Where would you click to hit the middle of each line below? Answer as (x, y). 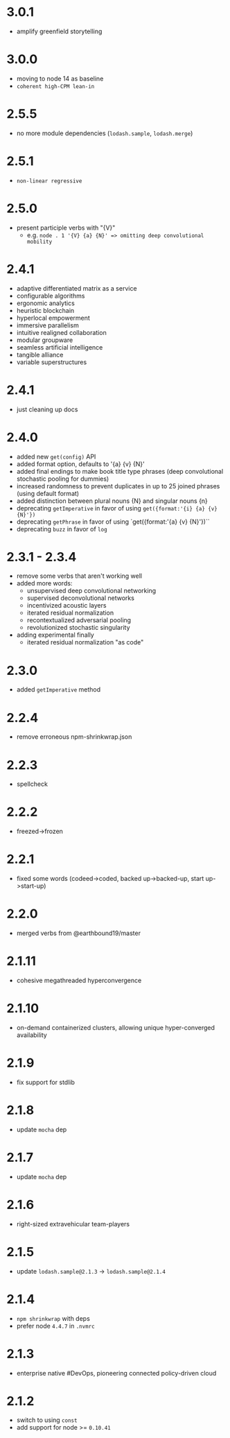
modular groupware (45, 340)
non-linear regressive (49, 181)
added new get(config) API (56, 456)
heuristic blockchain (45, 310)
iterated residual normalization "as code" (85, 642)
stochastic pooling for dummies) (63, 479)
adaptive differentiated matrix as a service (77, 288)
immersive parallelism (47, 325)
